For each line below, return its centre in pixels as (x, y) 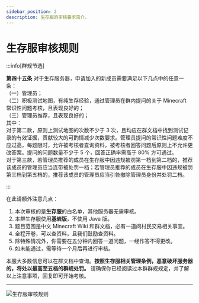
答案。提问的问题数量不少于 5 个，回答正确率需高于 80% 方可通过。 (94, 152)
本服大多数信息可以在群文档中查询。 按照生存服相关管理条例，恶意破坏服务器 (99, 261)
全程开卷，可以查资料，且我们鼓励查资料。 (67, 234)
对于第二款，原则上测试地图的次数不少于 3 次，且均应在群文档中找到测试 (95, 130)
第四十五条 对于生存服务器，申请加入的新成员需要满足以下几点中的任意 (92, 78)
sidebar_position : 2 (32, 12)
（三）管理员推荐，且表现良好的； (48, 116)
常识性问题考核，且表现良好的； (45, 108)
